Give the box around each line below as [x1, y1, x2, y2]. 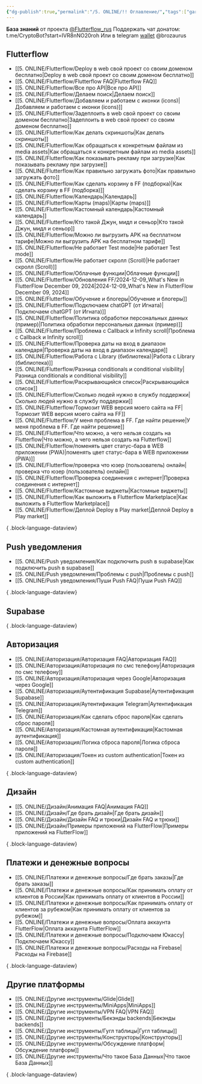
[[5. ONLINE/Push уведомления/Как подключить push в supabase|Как [14, 558, 194, 565]
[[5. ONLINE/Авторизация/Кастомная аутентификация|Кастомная [14, 726, 183, 733]
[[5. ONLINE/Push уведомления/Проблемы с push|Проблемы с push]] [14, 571, 194, 578]
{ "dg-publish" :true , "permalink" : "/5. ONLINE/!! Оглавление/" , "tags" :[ [6, 8, 187, 15]
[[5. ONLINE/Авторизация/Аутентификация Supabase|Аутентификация [14, 687, 194, 695]
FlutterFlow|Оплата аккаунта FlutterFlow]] [14, 924, 121, 932]
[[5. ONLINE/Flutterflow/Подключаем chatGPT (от [14, 302, 141, 309]
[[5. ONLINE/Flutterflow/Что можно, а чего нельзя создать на [14, 430, 171, 437]
